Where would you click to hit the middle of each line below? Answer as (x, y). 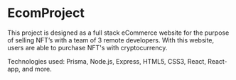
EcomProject (46, 13)
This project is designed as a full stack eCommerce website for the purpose (118, 33)
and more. (37, 69)
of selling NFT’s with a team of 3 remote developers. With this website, (111, 40)
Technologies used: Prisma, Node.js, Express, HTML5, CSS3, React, (107, 61)
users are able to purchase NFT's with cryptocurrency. (87, 47)
